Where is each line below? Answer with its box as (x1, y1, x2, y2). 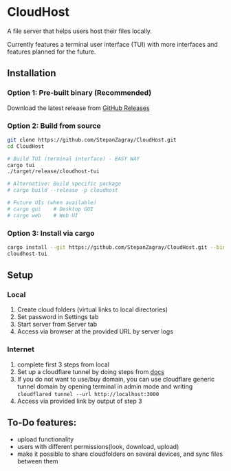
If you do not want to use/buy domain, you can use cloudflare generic (16, 375, 215, 383)
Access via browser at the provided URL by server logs (16, 327, 174, 336)
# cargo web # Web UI (7, 212, 78, 219)
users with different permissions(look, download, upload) (16, 442, 179, 450)
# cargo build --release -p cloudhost (7, 187, 118, 194)
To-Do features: (7, 417, 77, 428)
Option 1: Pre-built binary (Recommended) (7, 88, 152, 98)
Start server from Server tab (16, 320, 98, 329)
